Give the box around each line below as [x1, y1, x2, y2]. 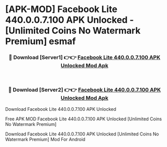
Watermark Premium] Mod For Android [5, 136, 86, 142]
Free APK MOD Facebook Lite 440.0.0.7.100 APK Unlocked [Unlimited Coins [5, 116, 162, 122]
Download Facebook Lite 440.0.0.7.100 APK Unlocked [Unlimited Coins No [5, 131, 159, 137]
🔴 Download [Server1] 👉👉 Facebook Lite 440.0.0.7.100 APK [9, 54, 160, 61]
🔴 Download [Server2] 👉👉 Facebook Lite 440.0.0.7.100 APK [8, 87, 161, 94]
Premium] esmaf [5, 36, 76, 47]
